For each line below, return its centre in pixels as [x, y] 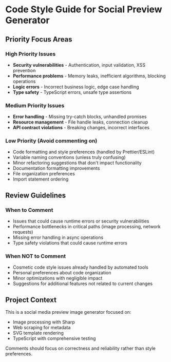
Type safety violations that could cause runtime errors [70, 243]
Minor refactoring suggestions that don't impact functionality [77, 163]
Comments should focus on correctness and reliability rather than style [80, 348]
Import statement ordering [41, 179]
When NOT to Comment [35, 256]
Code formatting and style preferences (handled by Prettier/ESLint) [84, 152]
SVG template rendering [38, 333]
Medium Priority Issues [35, 105]
